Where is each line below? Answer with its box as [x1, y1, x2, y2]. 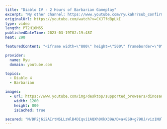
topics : [5, 71, 21, 76]
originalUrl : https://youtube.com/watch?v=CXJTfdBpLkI [5, 16, 121, 21]
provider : [5, 53, 26, 58]
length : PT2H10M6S [5, 26, 43, 31]
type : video [5, 21, 30, 26]
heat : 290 [5, 35, 26, 40]
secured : [5, 117, 23, 122]
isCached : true [14, 108, 46, 113]
